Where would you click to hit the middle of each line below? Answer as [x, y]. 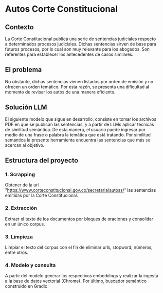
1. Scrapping [20, 174]
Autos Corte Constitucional [61, 9]
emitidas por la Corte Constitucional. [42, 195]
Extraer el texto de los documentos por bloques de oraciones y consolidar [79, 219]
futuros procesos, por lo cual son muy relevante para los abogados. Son [77, 49]
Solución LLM [26, 107]
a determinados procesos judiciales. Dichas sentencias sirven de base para [81, 44]
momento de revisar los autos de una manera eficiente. [60, 92]
